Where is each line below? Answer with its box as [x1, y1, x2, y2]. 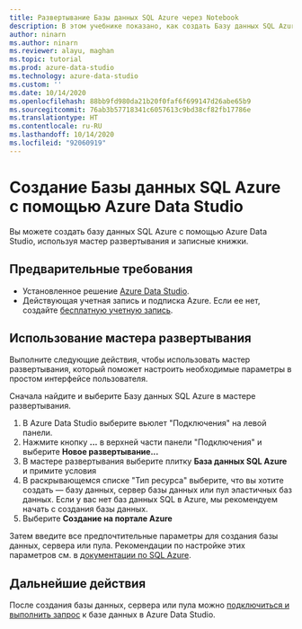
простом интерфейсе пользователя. [9, 374, 148, 385]
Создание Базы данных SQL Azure [9, 177, 281, 198]
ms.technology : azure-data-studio [9, 72, 139, 81]
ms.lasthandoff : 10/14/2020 [9, 130, 115, 139]
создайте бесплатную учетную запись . [22, 305, 173, 315]
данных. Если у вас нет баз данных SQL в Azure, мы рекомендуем [22, 494, 279, 505]
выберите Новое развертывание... [22, 447, 159, 457]
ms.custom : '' [9, 80, 63, 89]
